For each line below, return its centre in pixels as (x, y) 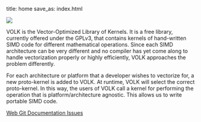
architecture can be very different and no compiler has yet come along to (97, 51)
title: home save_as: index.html (44, 9)
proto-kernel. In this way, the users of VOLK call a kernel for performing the (100, 88)
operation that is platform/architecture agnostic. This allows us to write (94, 95)
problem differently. (31, 64)
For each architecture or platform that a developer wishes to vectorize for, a (100, 75)
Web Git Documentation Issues (45, 113)
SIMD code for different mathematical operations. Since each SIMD (90, 44)
